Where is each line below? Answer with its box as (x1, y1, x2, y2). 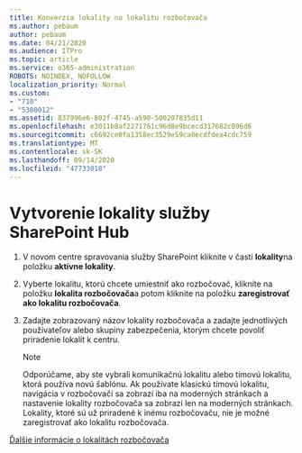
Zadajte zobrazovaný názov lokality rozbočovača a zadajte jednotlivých (22, 315, 288, 326)
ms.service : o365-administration (9, 64, 135, 73)
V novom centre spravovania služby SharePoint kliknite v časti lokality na (22, 251, 293, 262)
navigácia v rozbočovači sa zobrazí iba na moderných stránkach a (22, 388, 269, 399)
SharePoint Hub (9, 222, 130, 242)
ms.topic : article (9, 55, 78, 64)
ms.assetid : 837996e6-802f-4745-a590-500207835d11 (9, 113, 204, 122)
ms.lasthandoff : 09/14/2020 (9, 155, 115, 165)
